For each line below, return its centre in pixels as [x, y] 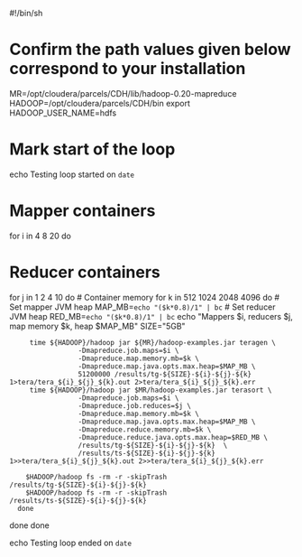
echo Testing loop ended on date [71, 543]
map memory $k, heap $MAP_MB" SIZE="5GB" [98, 326]
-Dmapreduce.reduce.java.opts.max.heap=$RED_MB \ [173, 437]
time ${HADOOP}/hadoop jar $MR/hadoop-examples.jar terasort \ [151, 390]
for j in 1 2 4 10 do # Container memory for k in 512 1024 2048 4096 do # [145, 297]
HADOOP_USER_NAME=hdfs [63, 113]
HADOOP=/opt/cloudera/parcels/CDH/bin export [100, 103]
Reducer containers [85, 272]
